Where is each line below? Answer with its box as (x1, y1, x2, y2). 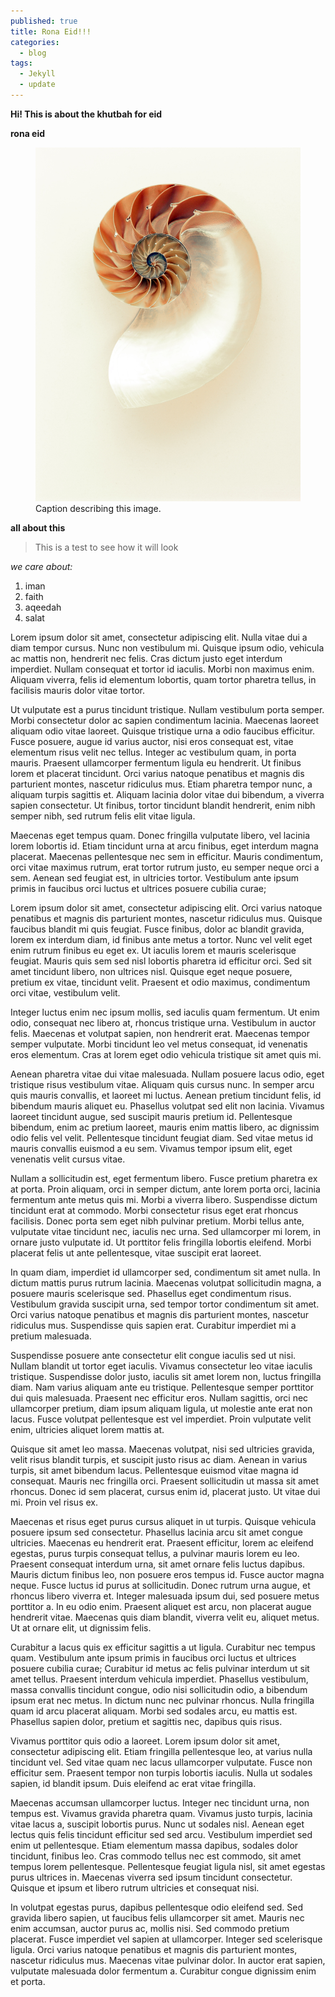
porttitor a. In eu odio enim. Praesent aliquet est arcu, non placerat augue (10, 1600, 312, 1612)
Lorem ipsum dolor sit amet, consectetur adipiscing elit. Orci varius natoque (10, 901, 323, 914)
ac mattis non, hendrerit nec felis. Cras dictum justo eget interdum (10, 652, 283, 664)
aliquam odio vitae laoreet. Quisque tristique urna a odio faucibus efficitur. (10, 725, 316, 737)
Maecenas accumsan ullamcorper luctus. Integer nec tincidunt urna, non (10, 1796, 310, 1809)
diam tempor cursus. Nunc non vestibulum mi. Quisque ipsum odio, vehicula (10, 641, 325, 654)
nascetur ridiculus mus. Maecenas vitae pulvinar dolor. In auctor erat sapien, (10, 1954, 326, 1966)
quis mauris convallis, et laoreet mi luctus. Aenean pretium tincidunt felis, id (10, 1089, 322, 1101)
